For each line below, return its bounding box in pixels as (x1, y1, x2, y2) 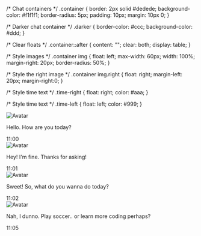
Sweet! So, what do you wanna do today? (6, 183, 110, 190)
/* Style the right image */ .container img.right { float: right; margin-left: (6, 71, 182, 77)
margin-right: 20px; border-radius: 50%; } (6, 59, 110, 66)
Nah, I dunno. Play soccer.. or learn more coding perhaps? (6, 213, 151, 220)
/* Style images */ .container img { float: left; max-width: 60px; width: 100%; (6, 53, 196, 59)
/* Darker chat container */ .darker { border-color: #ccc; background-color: (6, 23, 193, 30)
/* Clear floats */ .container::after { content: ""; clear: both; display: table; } (6, 41, 191, 48)
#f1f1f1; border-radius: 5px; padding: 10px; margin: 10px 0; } (22, 11, 170, 19)
